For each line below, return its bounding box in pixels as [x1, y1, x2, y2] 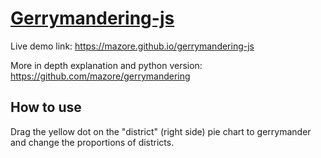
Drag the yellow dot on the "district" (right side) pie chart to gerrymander [10, 125, 312, 137]
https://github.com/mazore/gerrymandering [10, 70, 191, 82]
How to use [10, 99, 82, 116]
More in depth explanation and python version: [10, 59, 203, 71]
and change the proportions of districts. [10, 136, 175, 148]
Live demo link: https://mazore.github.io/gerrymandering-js [10, 40, 255, 52]
